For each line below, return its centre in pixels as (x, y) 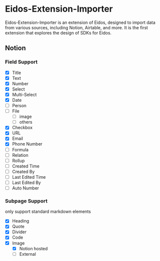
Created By (23, 171)
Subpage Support (26, 201)
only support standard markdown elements (48, 212)
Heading (21, 221)
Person (19, 105)
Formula (20, 149)
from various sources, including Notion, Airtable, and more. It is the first (77, 27)
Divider (19, 232)
